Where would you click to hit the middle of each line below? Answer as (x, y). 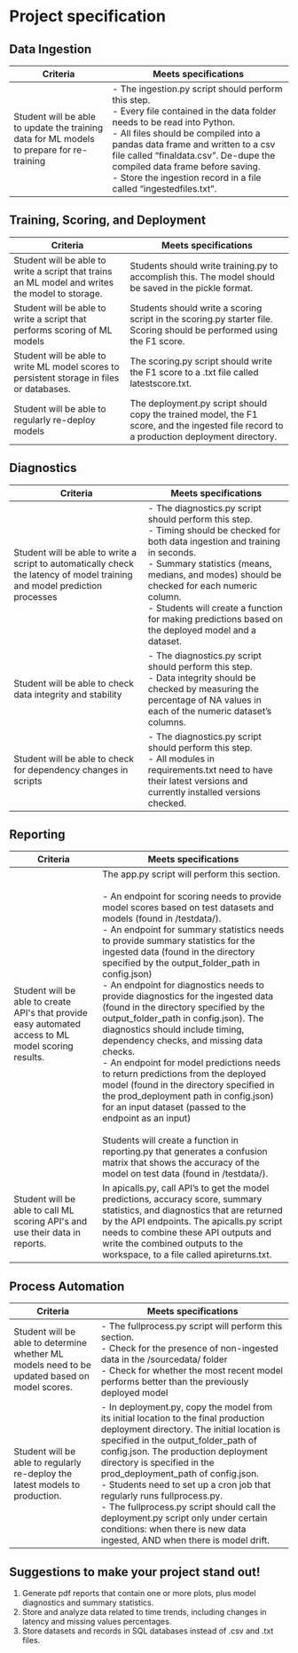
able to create (43, 1002)
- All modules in (181, 759)
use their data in (47, 1232)
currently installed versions (204, 791)
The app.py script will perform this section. (191, 874)
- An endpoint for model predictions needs (191, 1063)
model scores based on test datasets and (188, 908)
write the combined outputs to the (173, 1244)
